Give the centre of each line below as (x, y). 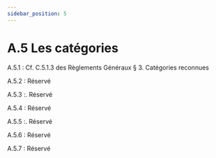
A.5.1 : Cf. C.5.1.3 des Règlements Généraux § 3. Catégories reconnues (108, 68)
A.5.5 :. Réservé (30, 121)
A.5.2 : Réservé (29, 81)
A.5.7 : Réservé (29, 148)
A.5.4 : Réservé (29, 108)
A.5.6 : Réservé (29, 135)
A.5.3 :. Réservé (30, 94)
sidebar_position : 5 (37, 14)
